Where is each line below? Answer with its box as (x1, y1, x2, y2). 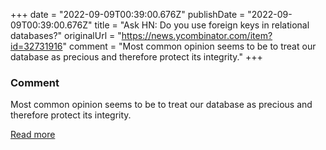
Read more (10, 129, 56, 141)
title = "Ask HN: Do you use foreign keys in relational (94, 19, 310, 31)
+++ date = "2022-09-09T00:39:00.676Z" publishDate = (10, 9, 246, 20)
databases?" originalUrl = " (10, 30, 122, 41)
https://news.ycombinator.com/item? (121, 30, 273, 41)
